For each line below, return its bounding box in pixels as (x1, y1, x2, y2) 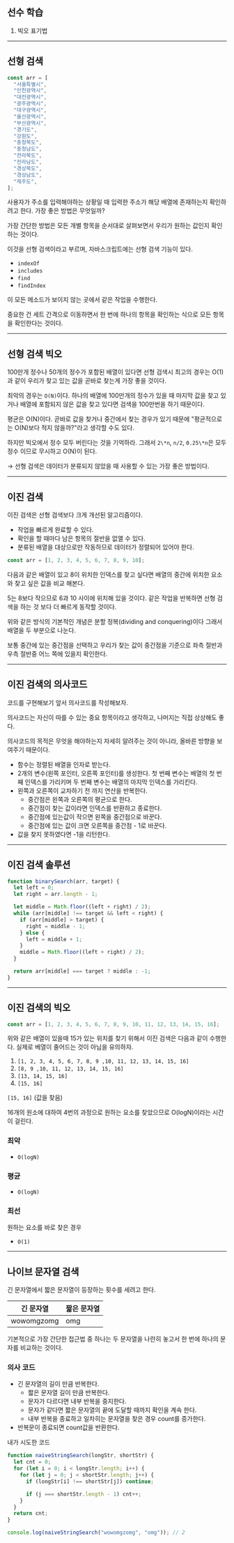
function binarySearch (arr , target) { (7, 878, 120, 885)
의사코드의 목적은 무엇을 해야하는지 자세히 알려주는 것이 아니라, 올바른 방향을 (7, 736, 216, 745)
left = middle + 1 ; (25, 936, 82, 943)
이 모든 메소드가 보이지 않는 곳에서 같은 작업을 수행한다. (7, 296, 158, 304)
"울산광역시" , (13, 113, 47, 120)
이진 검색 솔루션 (7, 859, 71, 871)
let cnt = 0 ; (13, 1459, 52, 1466)
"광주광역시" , (13, 100, 47, 107)
